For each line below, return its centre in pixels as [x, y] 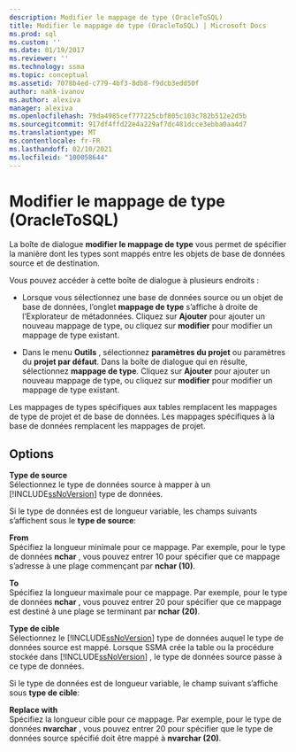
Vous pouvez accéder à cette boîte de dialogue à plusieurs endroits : [134, 281]
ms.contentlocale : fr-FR [55, 141]
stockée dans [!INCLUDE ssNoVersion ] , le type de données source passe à [146, 657]
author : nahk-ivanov [47, 91]
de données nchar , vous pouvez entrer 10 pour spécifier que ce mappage [145, 557]
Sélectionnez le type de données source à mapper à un [110, 485]
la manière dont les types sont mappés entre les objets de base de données [147, 254]
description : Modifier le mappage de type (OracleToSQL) [116, 17]
